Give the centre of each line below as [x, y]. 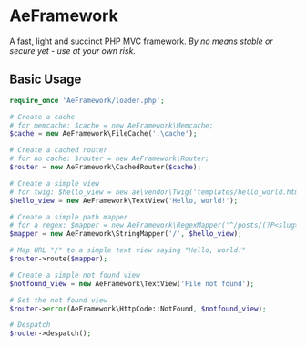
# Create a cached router [58, 150]
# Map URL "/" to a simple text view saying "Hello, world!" [128, 250]
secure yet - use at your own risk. [73, 50]
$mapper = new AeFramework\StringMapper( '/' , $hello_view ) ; [126, 234]
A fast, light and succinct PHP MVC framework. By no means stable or [141, 41]
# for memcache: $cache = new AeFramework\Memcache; [112, 125]
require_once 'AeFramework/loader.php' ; [87, 100]
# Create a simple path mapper [69, 217]
